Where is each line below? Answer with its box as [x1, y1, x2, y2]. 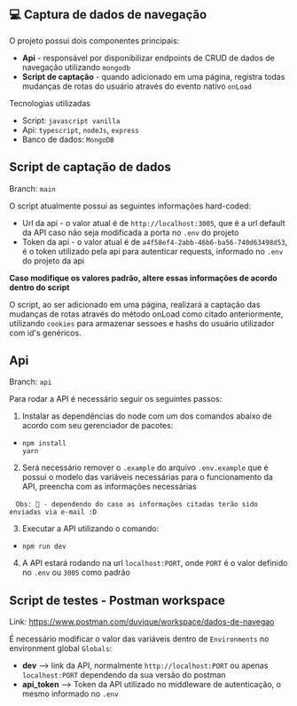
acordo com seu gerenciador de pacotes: [21, 420, 174, 431]
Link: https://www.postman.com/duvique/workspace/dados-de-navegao [9, 616, 275, 627]
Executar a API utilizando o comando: [21, 523, 160, 534]
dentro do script [9, 282, 70, 293]
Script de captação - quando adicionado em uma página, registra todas [21, 71, 285, 82]
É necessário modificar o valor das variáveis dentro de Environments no [9, 633, 270, 645]
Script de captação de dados [9, 160, 171, 175]
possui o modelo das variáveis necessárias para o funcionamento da [21, 472, 273, 482]
